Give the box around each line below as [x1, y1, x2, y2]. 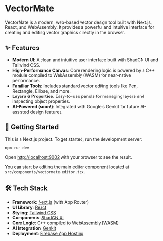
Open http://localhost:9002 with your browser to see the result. [5, 154, 133, 160]
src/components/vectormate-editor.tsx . [5, 169, 85, 175]
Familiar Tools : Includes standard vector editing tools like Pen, [12, 83, 138, 89]
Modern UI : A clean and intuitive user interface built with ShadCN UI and [12, 57, 159, 63]
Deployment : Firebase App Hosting [12, 231, 84, 237]
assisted [12, 109, 29, 115]
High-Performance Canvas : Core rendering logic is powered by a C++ [12, 67, 155, 73]
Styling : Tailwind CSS [12, 210, 56, 216]
